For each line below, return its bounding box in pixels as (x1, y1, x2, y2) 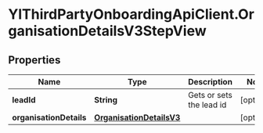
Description (187, 77, 233, 87)
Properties (8, 53, 61, 66)
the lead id (187, 99, 227, 110)
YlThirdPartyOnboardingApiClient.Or (8, 5, 254, 23)
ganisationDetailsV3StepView (8, 22, 207, 40)
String (93, 95, 118, 105)
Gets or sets (187, 90, 232, 100)
